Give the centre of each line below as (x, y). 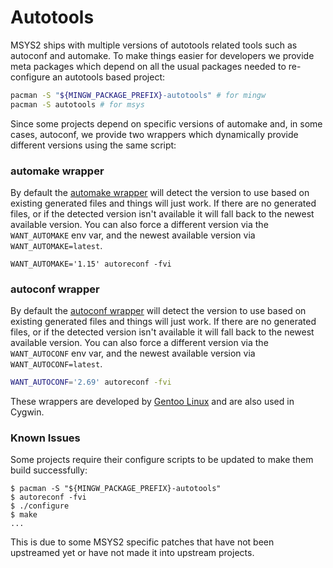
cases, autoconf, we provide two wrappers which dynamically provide (154, 134)
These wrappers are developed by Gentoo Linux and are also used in (152, 402)
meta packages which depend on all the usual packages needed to (148, 66)
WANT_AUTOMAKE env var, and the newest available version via (133, 235)
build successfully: (49, 470)
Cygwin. (27, 412)
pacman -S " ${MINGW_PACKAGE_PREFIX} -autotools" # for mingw (138, 95)
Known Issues (45, 438)
